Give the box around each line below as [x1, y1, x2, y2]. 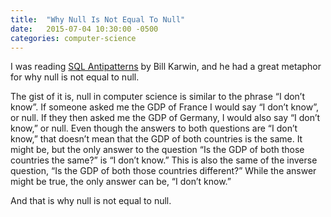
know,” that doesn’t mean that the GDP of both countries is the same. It [10, 133, 303, 145]
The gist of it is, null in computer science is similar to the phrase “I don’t [10, 91, 306, 103]
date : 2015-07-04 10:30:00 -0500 [10, 24, 159, 34]
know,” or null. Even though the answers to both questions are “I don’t [10, 122, 298, 135]
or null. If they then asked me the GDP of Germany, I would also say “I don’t [10, 112, 321, 124]
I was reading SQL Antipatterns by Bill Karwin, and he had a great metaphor [10, 61, 322, 73]
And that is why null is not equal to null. [10, 195, 172, 207]
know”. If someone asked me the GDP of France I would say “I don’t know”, [10, 101, 319, 113]
